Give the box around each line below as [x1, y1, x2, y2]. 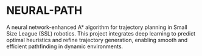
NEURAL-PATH [6, 4, 83, 17]
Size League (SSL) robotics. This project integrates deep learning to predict [6, 30, 196, 37]
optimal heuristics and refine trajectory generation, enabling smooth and [6, 36, 188, 43]
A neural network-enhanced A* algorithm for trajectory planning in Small [6, 23, 187, 31]
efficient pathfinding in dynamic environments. [6, 43, 124, 50]
